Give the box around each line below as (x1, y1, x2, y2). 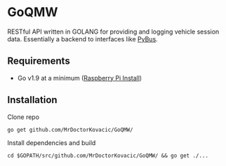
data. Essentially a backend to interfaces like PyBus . (7, 34, 158, 43)
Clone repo (7, 113, 40, 121)
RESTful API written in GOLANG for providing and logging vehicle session (7, 27, 220, 36)
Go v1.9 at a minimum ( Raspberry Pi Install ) (17, 74, 142, 82)
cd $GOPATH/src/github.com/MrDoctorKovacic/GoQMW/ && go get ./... (7, 152, 209, 159)
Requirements (7, 55, 70, 67)
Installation (7, 94, 58, 106)
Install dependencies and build (7, 138, 96, 147)
